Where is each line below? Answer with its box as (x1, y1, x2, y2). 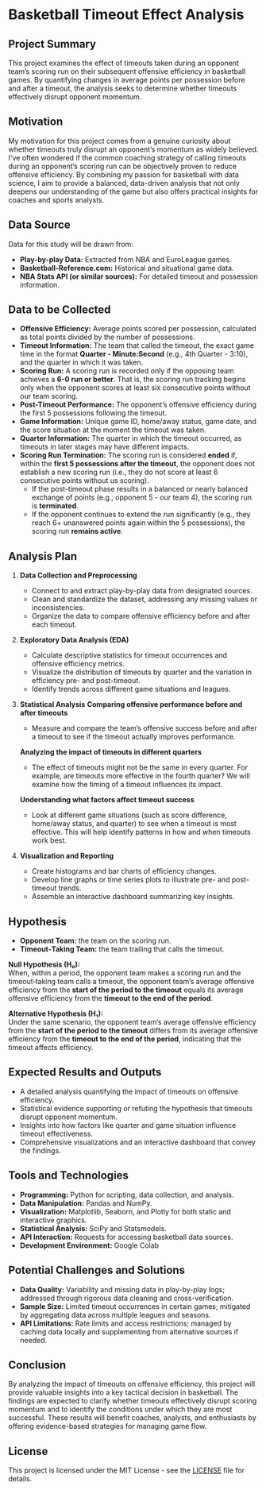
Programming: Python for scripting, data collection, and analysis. (19, 1190, 234, 1199)
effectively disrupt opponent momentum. (8, 92, 142, 101)
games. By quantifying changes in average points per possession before (8, 75, 245, 84)
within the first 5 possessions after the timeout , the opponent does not (19, 459, 256, 469)
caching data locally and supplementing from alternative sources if (19, 1326, 239, 1336)
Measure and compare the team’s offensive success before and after (31, 724, 258, 733)
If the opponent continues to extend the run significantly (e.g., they (31, 510, 251, 519)
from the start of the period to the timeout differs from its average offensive (8, 1026, 258, 1036)
